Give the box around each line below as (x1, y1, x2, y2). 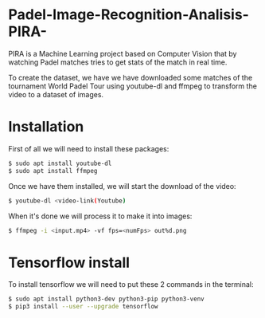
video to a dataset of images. (8, 89, 104, 99)
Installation (8, 118, 84, 136)
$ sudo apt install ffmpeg (8, 167, 98, 175)
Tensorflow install (8, 253, 130, 272)
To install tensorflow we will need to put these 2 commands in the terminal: (8, 280, 254, 289)
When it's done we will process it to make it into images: (8, 211, 193, 221)
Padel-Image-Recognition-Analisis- (8, 6, 249, 24)
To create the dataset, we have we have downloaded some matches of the (8, 73, 253, 82)
